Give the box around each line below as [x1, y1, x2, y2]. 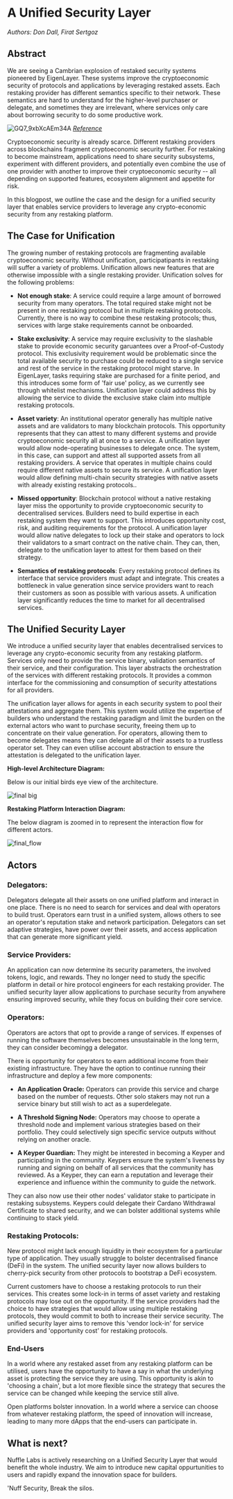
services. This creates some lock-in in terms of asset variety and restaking [7, 1289, 221, 1298]
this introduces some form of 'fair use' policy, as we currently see [17, 378, 205, 387]
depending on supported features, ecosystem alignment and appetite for [7, 174, 215, 183]
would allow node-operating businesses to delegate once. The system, [17, 443, 221, 452]
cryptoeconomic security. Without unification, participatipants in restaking [7, 255, 219, 264]
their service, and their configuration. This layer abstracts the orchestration [7, 664, 222, 672]
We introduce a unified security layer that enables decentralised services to [7, 642, 223, 650]
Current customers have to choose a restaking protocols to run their [7, 1282, 202, 1290]
